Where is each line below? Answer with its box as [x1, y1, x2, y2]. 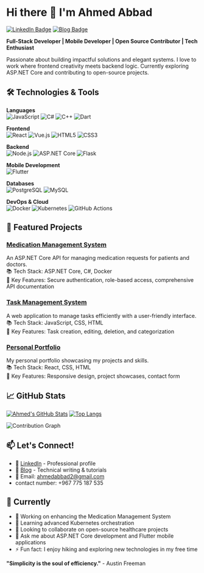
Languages [6, 106, 35, 114]
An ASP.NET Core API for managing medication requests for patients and [6, 254, 190, 262]
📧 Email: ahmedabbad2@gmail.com [15, 472, 105, 480]
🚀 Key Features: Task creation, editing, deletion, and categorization [6, 328, 175, 335]
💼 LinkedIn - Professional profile [15, 459, 96, 467]
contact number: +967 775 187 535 [15, 479, 104, 486]
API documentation [6, 283, 55, 290]
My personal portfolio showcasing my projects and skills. [6, 357, 149, 364]
